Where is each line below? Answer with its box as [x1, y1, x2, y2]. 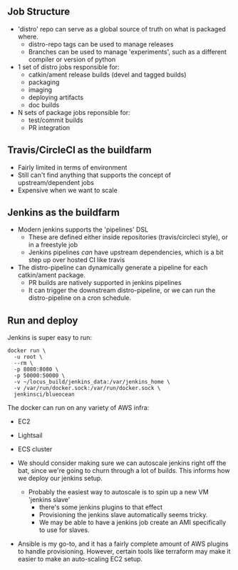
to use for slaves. [38, 526, 90, 534]
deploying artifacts [28, 93, 84, 101]
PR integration [28, 123, 71, 131]
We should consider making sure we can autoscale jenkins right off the [17, 459, 227, 467]
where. [17, 32, 38, 41]
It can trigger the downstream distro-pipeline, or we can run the [28, 286, 216, 295]
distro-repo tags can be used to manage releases [28, 39, 174, 49]
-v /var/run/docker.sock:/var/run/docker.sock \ [14, 385, 161, 392]
